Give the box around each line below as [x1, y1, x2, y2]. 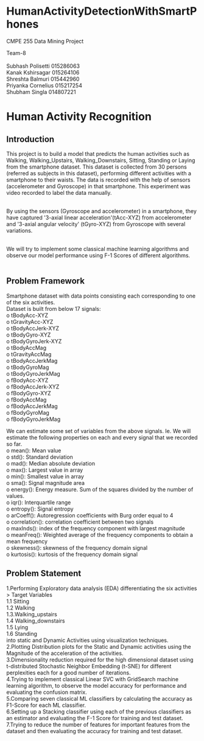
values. [6, 492, 24, 499]
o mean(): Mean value [6, 447, 62, 454]
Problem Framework [6, 276, 85, 287]
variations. [6, 227, 33, 234]
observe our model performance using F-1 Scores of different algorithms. [6, 252, 191, 259]
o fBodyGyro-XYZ [6, 389, 52, 396]
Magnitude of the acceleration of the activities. [6, 649, 124, 657]
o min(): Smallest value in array [6, 472, 84, 480]
